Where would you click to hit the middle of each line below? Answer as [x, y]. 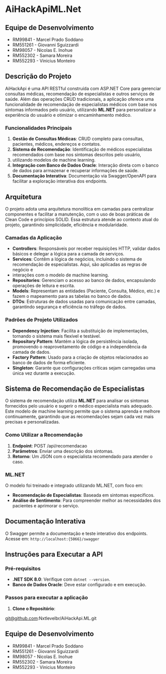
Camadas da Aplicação [34, 237]
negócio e [23, 270]
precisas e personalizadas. [33, 422]
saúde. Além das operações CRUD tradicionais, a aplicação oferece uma [80, 99]
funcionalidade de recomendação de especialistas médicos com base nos [81, 104]
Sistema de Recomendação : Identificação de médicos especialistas [82, 149]
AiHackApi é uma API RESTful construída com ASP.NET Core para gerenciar [83, 88]
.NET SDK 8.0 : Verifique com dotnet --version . [61, 579]
